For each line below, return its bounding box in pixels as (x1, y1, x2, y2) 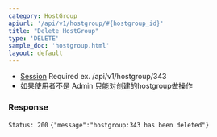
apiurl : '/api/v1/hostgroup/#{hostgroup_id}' (8, 19, 164, 27)
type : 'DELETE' (8, 34, 60, 43)
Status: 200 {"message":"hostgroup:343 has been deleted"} (8, 122, 210, 130)
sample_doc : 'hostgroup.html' (8, 42, 111, 50)
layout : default (8, 49, 63, 57)
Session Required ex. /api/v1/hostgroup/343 (19, 72, 167, 81)
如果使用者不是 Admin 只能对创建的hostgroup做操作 (19, 81, 194, 90)
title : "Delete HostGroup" (8, 27, 99, 35)
